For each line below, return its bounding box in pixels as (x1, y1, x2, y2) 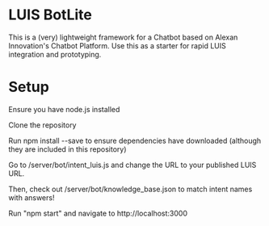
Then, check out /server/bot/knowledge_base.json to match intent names (8, 184, 253, 194)
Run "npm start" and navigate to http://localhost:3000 (8, 208, 188, 218)
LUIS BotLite (8, 6, 93, 24)
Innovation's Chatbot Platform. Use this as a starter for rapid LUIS (8, 40, 226, 50)
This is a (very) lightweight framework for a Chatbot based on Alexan (8, 32, 238, 42)
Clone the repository (8, 119, 77, 130)
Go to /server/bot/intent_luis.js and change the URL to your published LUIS (8, 160, 257, 169)
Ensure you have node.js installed (8, 104, 120, 114)
